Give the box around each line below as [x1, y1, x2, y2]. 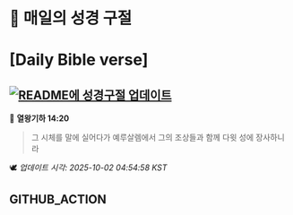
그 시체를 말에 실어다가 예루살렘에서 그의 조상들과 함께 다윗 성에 [30, 132, 254, 143]
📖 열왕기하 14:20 [9, 113, 70, 124]
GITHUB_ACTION [9, 192, 108, 207]
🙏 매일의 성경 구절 [9, 8, 133, 29]
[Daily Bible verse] [9, 50, 149, 70]
